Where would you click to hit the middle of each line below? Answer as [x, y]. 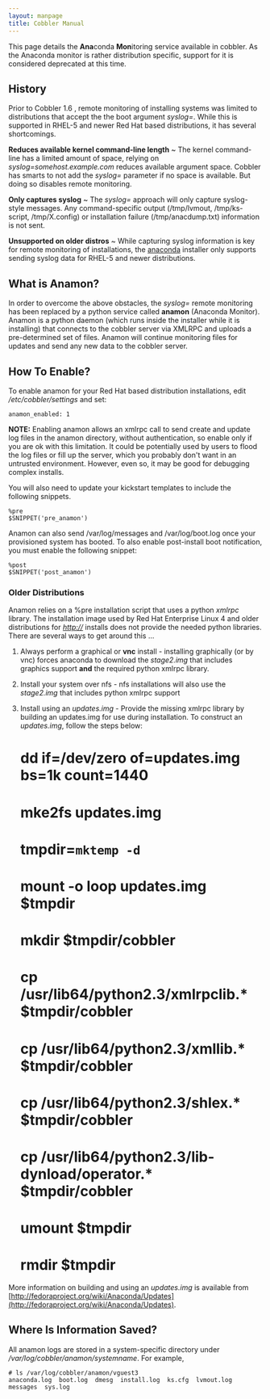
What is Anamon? [54, 284]
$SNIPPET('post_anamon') [50, 572]
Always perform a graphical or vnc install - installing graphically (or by [137, 652]
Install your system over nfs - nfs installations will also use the [123, 684]
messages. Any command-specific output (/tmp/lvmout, [119, 208]
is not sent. [27, 225]
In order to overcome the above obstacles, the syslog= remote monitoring [131, 303]
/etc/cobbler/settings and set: [58, 399]
